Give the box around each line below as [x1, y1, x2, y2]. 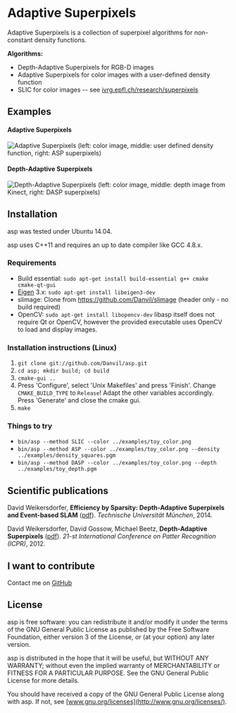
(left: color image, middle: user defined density [77, 141, 213, 149]
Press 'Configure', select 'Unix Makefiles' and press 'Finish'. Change [17, 381, 216, 390]
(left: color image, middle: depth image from [97, 180, 225, 189]
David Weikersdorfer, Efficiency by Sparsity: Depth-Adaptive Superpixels [7, 503, 225, 512]
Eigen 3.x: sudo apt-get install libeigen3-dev [17, 287, 156, 296]
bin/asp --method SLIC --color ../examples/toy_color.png [17, 438, 192, 446]
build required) [17, 303, 61, 311]
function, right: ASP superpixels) [7, 149, 102, 157]
